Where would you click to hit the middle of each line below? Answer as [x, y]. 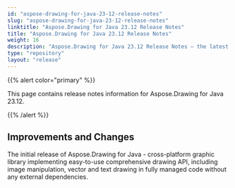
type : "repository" [36, 54]
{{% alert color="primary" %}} [52, 80]
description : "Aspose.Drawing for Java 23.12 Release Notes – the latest [118, 47]
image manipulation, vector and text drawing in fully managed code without [117, 169]
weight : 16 [23, 40]
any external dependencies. [48, 177]
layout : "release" [34, 60]
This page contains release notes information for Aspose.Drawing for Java [115, 93]
